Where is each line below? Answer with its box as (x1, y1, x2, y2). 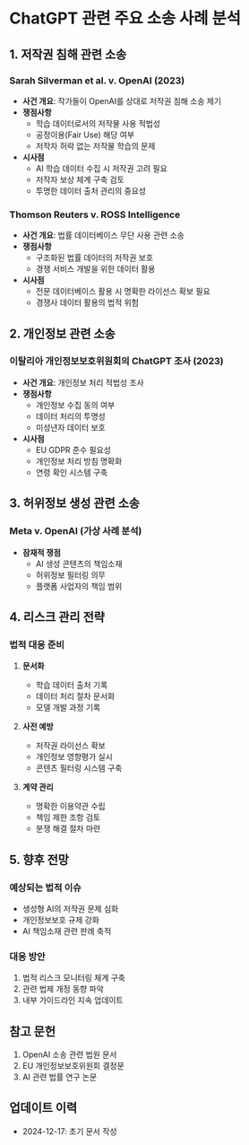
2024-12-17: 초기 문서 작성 (21, 1125, 117, 1136)
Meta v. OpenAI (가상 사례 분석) (9, 525, 142, 538)
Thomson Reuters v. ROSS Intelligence (9, 208, 181, 221)
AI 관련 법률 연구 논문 (21, 1071, 98, 1082)
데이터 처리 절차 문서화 (35, 691, 116, 702)
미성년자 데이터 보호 (35, 422, 106, 433)
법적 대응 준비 (9, 638, 65, 651)
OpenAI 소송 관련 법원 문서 (21, 1049, 117, 1060)
